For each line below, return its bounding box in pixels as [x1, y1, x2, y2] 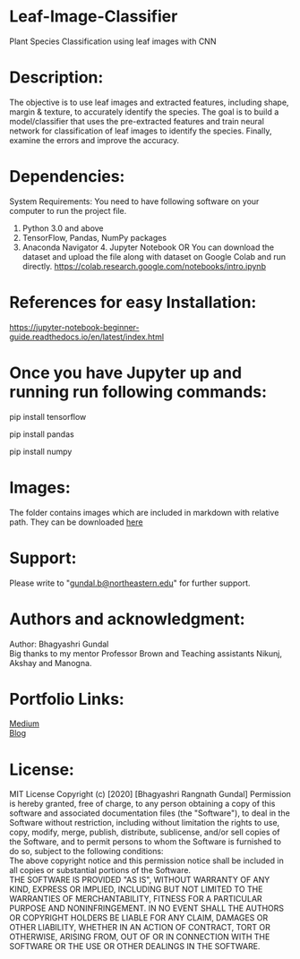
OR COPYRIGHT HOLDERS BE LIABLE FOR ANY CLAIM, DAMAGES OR [9, 912, 269, 923]
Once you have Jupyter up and [9, 363, 243, 382]
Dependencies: [9, 167, 125, 187]
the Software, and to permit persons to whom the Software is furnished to [9, 836, 282, 847]
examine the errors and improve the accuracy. [9, 134, 179, 145]
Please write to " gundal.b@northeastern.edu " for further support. [9, 578, 251, 588]
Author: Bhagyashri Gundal [9, 638, 109, 649]
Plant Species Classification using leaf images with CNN [9, 36, 217, 47]
